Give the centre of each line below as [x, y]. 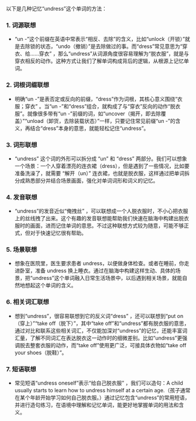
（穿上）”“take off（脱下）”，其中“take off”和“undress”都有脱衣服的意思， [102, 323]
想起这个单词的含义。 [51, 285]
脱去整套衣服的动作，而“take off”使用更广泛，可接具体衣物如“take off [103, 345]
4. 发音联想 [22, 197]
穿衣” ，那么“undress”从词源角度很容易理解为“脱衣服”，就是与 [114, 54]
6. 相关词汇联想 [28, 302]
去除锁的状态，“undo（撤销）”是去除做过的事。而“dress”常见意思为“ [101, 46]
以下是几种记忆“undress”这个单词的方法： [56, 8]
